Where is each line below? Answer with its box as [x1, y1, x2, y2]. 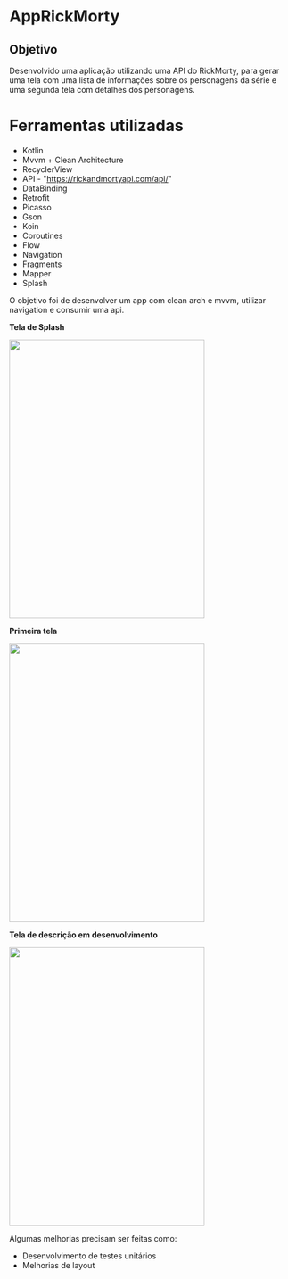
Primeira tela [9, 625, 58, 636]
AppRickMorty [9, 6, 120, 27]
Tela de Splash [9, 321, 65, 332]
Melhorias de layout [21, 1259, 95, 1270]
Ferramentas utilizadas [9, 116, 185, 136]
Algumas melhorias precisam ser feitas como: [9, 1233, 177, 1243]
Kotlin [21, 144, 44, 155]
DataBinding [21, 183, 68, 194]
